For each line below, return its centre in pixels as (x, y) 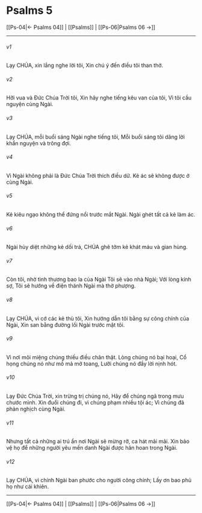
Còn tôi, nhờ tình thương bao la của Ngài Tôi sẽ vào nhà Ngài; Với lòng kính (99, 279)
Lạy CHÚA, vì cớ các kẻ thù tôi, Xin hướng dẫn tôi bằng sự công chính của (98, 318)
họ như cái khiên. (28, 486)
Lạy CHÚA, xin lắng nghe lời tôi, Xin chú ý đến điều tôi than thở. (85, 65)
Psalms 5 (29, 11)
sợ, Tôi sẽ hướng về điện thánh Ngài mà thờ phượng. (71, 286)
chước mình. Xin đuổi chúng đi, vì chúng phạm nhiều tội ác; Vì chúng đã (95, 402)
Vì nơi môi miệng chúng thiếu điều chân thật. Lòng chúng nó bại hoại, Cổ (96, 357)
